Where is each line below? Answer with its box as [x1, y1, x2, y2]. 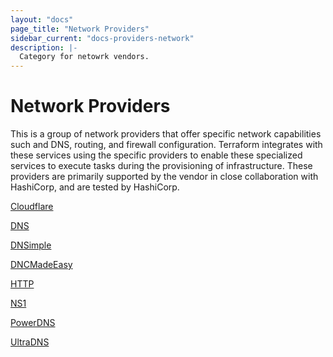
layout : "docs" [10, 14, 74, 25]
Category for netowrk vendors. [19, 52, 150, 62]
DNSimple [10, 239, 52, 251]
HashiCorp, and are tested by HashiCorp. [10, 181, 180, 193]
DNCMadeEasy [10, 259, 73, 271]
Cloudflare [10, 201, 54, 213]
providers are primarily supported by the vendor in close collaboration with [10, 171, 319, 183]
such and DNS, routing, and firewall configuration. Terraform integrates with [10, 139, 323, 151]
